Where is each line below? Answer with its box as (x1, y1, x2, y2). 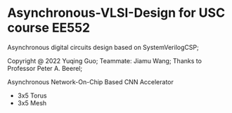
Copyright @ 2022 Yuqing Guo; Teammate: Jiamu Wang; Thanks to (7, 56, 202, 65)
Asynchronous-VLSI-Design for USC (7, 5, 226, 21)
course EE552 (7, 20, 90, 36)
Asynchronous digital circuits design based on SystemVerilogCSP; (7, 43, 199, 51)
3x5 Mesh (17, 98, 47, 107)
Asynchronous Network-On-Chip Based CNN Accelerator (7, 77, 174, 86)
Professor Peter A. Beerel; (7, 64, 83, 72)
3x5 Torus (17, 91, 47, 100)
